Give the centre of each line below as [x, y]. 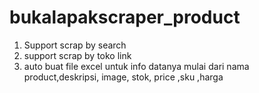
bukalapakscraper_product [125, 17]
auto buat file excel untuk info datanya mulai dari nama [136, 66]
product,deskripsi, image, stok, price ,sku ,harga [123, 77]
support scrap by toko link [77, 55]
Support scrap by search [75, 45]
